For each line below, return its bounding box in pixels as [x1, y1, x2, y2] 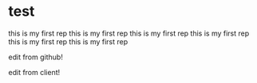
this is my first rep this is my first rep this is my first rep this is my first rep [8, 28, 250, 38]
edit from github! [8, 52, 64, 62]
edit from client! [8, 67, 61, 77]
